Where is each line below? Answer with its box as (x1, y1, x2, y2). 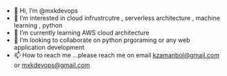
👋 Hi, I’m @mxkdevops (13, 7, 78, 15)
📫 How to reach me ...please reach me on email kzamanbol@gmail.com (13, 51, 220, 59)
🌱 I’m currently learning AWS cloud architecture (13, 28, 150, 37)
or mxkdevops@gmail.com (13, 61, 90, 69)
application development (13, 44, 85, 51)
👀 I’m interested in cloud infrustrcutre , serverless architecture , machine (13, 14, 220, 22)
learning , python (13, 21, 63, 29)
